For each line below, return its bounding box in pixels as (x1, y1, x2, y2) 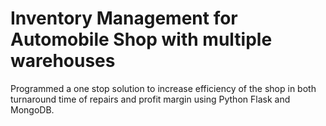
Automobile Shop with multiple (10, 28, 273, 51)
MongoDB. (10, 103, 55, 116)
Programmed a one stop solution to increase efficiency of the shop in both (10, 82, 317, 94)
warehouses (10, 50, 116, 72)
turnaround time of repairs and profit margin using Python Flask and (10, 93, 291, 105)
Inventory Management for (10, 7, 238, 30)
